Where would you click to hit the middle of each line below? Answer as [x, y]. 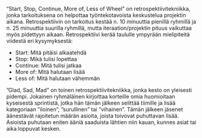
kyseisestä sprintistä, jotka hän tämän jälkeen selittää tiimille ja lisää [91, 103]
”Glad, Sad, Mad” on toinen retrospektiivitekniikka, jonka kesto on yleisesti [99, 90]
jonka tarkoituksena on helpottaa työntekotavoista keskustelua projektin [96, 15]
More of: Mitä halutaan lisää [50, 72]
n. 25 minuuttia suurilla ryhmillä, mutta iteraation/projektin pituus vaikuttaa [99, 28]
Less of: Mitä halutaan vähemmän [57, 78]
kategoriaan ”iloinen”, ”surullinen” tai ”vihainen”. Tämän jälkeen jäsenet [95, 109]
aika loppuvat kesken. [33, 129]
